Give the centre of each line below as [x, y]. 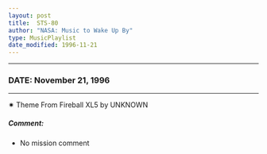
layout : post [30, 15]
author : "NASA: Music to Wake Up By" [71, 30]
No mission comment [54, 143]
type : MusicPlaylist [43, 38]
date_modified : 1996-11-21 [53, 45]
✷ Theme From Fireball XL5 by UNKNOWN [78, 105]
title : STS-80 [33, 23]
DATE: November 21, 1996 [59, 80]
